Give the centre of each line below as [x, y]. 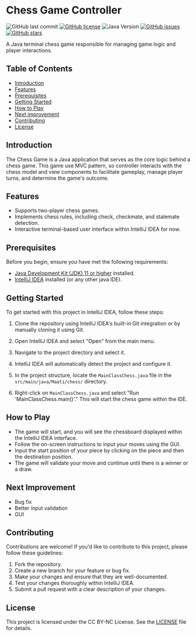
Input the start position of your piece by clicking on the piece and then [99, 450]
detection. [27, 223]
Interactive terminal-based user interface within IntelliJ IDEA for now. [97, 229]
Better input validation [41, 508]
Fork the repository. [38, 564]
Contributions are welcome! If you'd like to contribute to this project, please [97, 547]
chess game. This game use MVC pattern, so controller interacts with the [94, 166]
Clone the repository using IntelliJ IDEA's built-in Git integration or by [97, 323]
